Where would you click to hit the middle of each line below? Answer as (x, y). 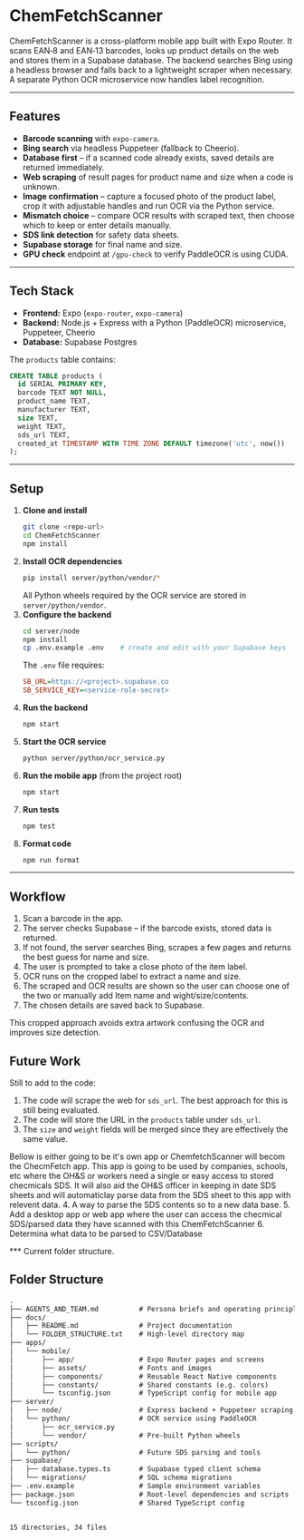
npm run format (51, 860)
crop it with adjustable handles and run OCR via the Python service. (148, 206)
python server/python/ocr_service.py (94, 758)
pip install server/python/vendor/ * (91, 578)
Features (35, 117)
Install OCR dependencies (72, 561)
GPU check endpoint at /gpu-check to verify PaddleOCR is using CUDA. (155, 254)
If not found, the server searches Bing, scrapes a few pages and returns (157, 948)
